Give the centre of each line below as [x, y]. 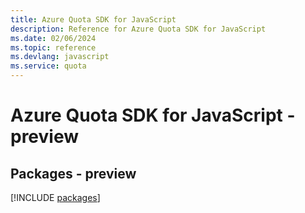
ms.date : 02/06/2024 [53, 38]
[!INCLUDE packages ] [55, 197]
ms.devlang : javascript [60, 57]
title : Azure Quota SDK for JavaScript [93, 19]
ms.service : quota [48, 66]
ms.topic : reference [53, 47]
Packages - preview [73, 173]
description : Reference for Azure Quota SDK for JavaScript [138, 29]
